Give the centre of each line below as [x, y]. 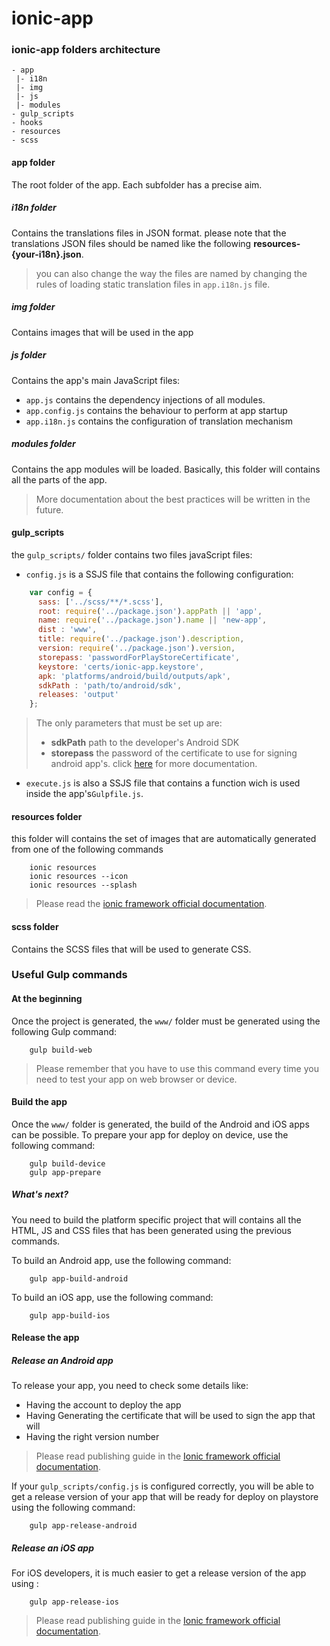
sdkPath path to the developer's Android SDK [145, 743]
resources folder [47, 816]
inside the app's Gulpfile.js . [84, 794]
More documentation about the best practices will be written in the [173, 499]
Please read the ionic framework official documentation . [151, 904]
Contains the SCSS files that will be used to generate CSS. [131, 949]
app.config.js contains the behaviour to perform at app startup [156, 410]
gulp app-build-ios [70, 1315]
